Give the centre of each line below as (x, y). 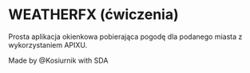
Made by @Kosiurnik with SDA (58, 60)
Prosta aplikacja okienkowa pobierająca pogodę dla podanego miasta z (125, 36)
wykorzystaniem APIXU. (48, 44)
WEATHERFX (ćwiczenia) (94, 15)
